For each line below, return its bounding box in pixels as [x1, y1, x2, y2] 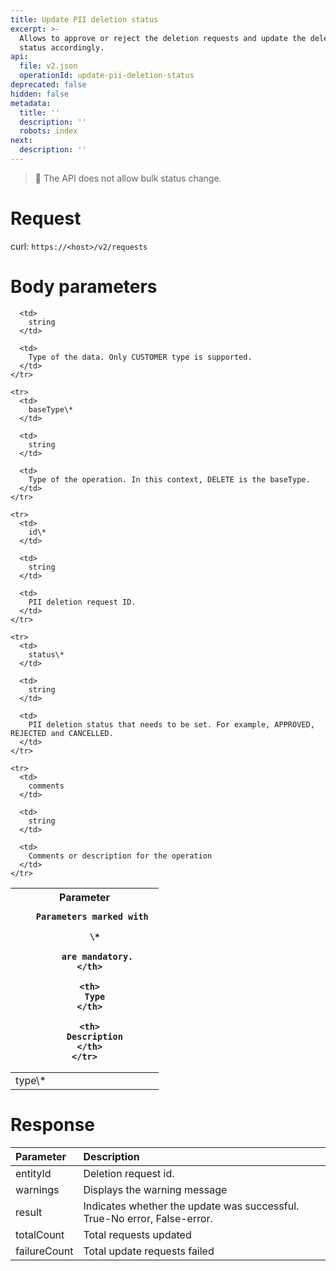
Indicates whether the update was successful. [83, 1199, 300, 1213]
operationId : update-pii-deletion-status [19, 71, 195, 81]
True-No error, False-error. [83, 1211, 213, 1225]
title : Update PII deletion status [10, 14, 159, 25]
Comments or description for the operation [28, 851, 213, 861]
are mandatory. [61, 951, 134, 962]
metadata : [10, 98, 52, 108]
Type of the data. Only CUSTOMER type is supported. [28, 352, 253, 362]
